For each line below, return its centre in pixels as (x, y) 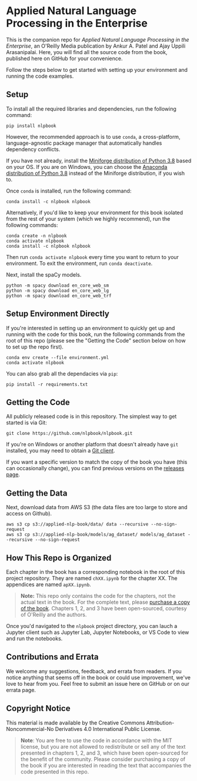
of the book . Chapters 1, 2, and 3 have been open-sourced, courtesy (103, 608)
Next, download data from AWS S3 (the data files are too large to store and (97, 507)
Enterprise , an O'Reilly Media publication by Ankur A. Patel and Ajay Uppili (96, 46)
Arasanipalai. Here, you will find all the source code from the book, (87, 52)
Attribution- (160, 723)
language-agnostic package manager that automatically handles (84, 143)
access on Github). (29, 514)
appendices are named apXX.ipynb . (49, 584)
